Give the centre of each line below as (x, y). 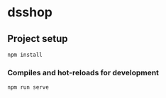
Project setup (38, 39)
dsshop (30, 12)
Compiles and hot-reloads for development (83, 72)
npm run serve (28, 87)
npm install (25, 55)
